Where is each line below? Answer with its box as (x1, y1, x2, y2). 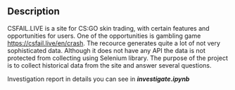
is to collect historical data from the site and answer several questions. (7, 61, 212, 69)
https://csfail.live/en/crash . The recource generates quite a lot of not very (7, 38, 220, 47)
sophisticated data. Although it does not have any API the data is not (7, 46, 206, 54)
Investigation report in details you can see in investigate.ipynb (7, 75, 190, 83)
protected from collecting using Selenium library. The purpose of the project (7, 54, 229, 62)
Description (7, 6, 60, 17)
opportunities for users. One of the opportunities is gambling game (7, 31, 201, 40)
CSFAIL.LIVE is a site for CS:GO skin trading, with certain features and (7, 24, 210, 32)
